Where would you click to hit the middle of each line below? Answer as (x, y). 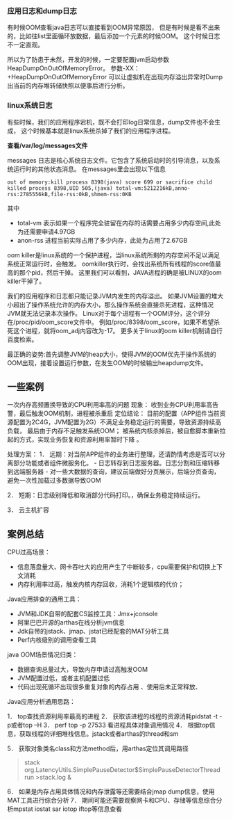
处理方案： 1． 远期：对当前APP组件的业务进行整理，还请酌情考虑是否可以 (113, 454)
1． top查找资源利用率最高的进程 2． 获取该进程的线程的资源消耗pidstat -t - (115, 716)
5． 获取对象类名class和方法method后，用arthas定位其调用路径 (98, 748)
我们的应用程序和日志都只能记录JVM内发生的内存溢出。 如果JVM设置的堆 (112, 296)
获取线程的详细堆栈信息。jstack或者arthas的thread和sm (99, 734)
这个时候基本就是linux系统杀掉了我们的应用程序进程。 (97, 131)
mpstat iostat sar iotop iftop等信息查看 (68, 809)
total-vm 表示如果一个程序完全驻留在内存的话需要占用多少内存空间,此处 (119, 223)
